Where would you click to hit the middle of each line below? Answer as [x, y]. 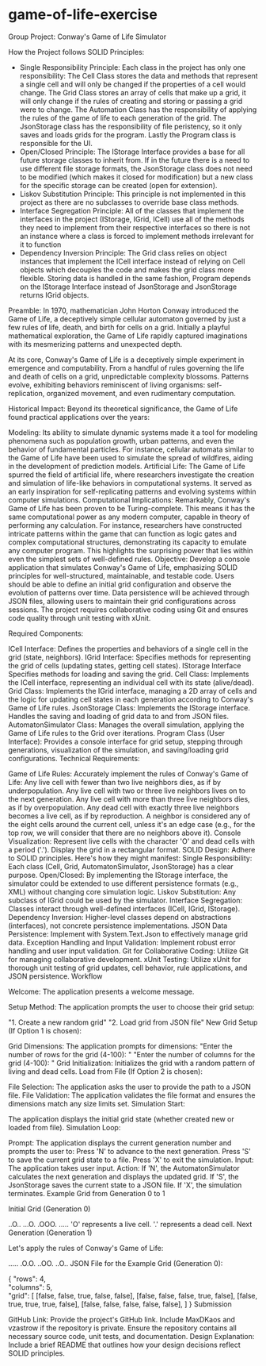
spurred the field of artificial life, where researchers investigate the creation [131, 475]
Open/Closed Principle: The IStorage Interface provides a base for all [132, 152]
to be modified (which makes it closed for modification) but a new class [136, 177]
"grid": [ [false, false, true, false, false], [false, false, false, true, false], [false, [133, 1295]
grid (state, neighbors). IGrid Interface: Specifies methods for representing [130, 657]
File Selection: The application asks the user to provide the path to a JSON [130, 1087]
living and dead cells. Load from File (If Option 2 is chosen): [106, 1071]
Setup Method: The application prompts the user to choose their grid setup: [131, 1006]
